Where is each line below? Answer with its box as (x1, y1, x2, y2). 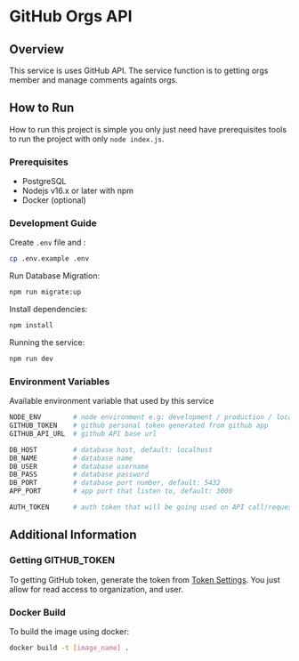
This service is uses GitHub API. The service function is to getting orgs (9, 65, 269, 76)
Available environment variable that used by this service (9, 396, 214, 407)
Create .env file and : (9, 238, 86, 248)
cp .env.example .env (9, 254, 90, 263)
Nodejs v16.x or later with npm (21, 185, 133, 197)
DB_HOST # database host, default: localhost (9, 445, 214, 455)
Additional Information (9, 528, 137, 543)
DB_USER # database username (9, 462, 149, 471)
